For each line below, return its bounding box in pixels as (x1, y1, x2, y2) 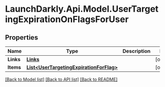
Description (122, 48, 151, 54)
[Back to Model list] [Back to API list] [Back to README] (5, 77, 118, 82)
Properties (5, 33, 38, 42)
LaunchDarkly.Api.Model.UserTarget (5, 3, 159, 15)
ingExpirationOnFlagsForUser (5, 14, 129, 25)
